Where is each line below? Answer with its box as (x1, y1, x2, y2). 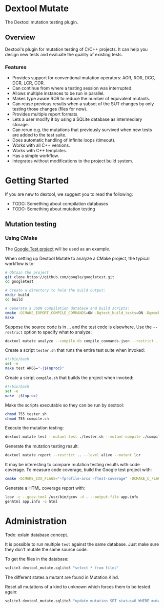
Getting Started (5, 175, 69, 186)
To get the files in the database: (5, 556, 69, 562)
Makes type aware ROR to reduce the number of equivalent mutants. (12, 96, 150, 102)
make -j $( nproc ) (5, 393, 38, 398)
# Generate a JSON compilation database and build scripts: (5, 306, 130, 311)
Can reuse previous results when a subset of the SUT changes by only (12, 101, 154, 107)
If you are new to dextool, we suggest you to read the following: (5, 191, 133, 197)
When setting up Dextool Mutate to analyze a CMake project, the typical (5, 255, 150, 261)
